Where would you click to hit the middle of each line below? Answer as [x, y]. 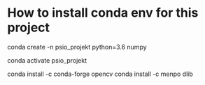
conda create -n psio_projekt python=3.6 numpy [77, 47]
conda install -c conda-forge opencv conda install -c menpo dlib [100, 74]
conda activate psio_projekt [47, 60]
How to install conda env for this [103, 13]
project [29, 28]
